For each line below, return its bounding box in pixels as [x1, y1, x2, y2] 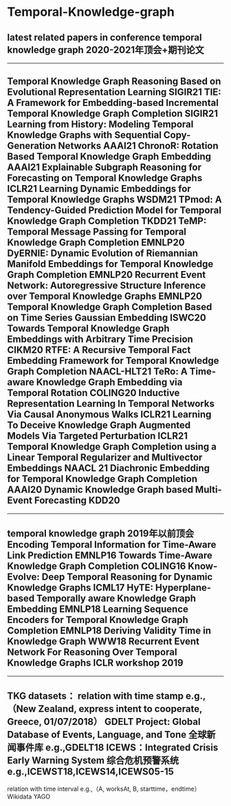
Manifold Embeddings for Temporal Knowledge [7, 259, 214, 270]
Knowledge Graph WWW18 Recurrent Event [7, 635, 200, 647]
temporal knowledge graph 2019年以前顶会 [7, 527, 195, 540]
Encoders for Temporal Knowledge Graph [7, 614, 189, 626]
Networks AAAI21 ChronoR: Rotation [58, 140, 219, 152]
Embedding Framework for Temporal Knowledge [7, 355, 219, 367]
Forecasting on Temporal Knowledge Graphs [7, 173, 203, 184]
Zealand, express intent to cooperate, [38, 703, 203, 715]
